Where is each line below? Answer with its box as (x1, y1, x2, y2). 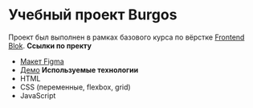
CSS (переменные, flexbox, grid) (19, 82, 131, 92)
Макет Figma (19, 56, 64, 66)
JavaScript (19, 90, 56, 100)
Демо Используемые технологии (19, 64, 139, 74)
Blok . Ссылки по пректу (8, 40, 92, 50)
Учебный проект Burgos (8, 6, 178, 24)
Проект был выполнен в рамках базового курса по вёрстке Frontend (8, 32, 245, 42)
